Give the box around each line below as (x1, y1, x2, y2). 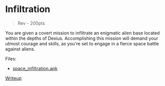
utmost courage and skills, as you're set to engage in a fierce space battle (5, 40, 159, 46)
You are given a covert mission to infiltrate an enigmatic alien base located (5, 30, 160, 36)
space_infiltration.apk (12, 65, 58, 71)
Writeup (5, 75, 22, 81)
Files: (5, 55, 17, 61)
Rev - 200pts (17, 20, 45, 26)
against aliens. (5, 46, 35, 52)
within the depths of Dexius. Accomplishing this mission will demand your (5, 35, 158, 41)
